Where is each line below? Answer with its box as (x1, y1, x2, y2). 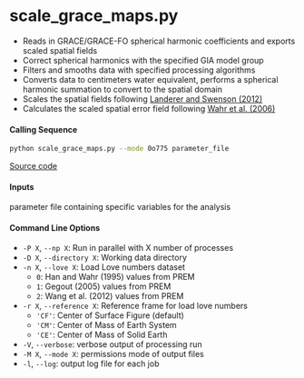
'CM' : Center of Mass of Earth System (35, 320, 177, 331)
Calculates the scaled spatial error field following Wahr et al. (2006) (22, 103, 276, 114)
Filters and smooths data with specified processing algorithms (22, 65, 256, 75)
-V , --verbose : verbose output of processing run (22, 339, 202, 350)
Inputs (9, 181, 34, 192)
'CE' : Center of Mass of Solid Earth (35, 329, 168, 341)
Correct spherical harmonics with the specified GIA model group (22, 55, 265, 65)
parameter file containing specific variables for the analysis (9, 202, 231, 213)
